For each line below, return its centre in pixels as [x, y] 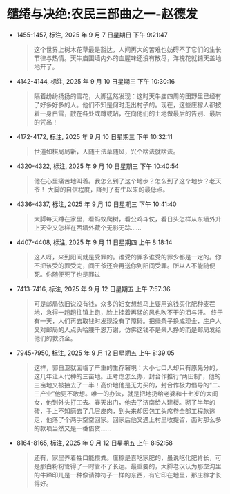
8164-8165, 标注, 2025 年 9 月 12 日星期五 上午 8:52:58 [95, 443]
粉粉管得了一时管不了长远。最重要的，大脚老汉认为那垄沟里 [137, 466]
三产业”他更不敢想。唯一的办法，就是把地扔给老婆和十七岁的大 [123, 393]
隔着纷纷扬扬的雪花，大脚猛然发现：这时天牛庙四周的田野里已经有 [127, 96]
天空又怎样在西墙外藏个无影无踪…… [90, 227]
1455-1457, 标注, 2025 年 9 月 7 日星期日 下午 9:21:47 [92, 35]
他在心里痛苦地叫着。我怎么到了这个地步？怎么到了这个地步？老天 [127, 181]
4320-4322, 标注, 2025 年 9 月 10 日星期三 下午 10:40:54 [97, 166]
